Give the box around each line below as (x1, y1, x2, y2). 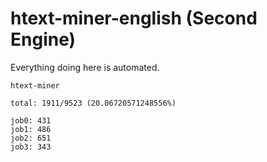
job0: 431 (10, 115, 52, 126)
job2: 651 (10, 133, 52, 143)
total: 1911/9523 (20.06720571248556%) (10, 98, 177, 108)
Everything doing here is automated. (10, 61, 160, 73)
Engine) (10, 28, 77, 51)
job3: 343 (10, 142, 52, 152)
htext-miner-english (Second (10, 7, 258, 30)
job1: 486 (10, 124, 52, 134)
